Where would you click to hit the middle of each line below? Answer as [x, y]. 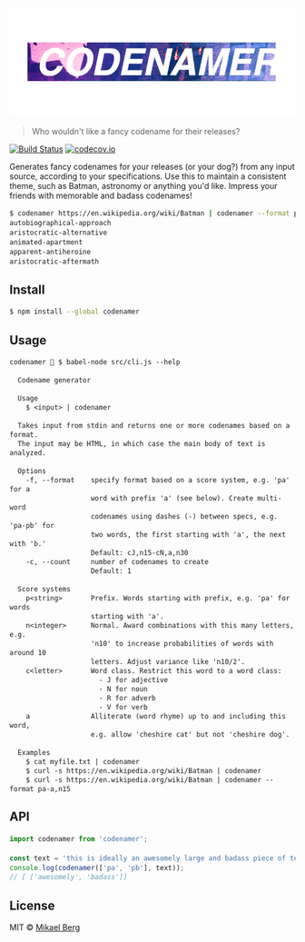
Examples [34, 753]
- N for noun [123, 689]
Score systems [44, 590]
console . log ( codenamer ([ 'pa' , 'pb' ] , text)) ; [97, 868]
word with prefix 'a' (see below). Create [172, 499]
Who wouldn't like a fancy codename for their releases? [136, 132]
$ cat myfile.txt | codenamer [83, 762]
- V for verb [123, 708]
